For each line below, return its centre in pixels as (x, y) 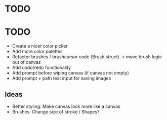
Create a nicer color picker (40, 46)
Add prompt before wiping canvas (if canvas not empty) (71, 73)
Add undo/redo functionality (41, 68)
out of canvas (26, 62)
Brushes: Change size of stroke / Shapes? (56, 111)
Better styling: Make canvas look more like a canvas (66, 106)
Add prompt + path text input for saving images (61, 78)
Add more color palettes (37, 52)
